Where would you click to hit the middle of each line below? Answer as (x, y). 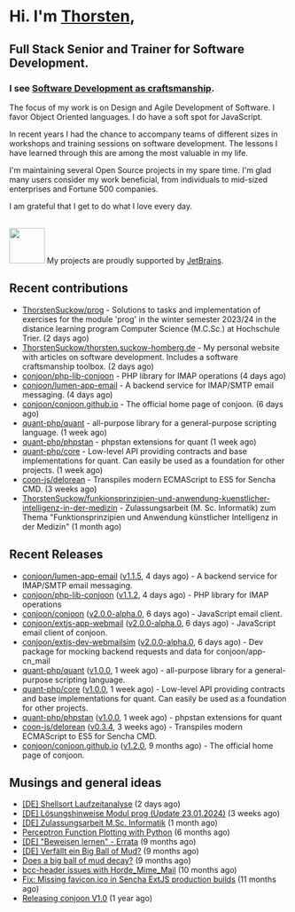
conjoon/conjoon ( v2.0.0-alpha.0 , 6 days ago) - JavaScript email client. (152, 613)
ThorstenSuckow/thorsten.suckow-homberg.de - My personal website (151, 347)
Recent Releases (56, 555)
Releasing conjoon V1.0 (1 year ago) (87, 899)
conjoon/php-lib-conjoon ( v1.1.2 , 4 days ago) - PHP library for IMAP (145, 594)
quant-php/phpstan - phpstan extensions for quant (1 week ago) (139, 442)
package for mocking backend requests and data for (118, 651)
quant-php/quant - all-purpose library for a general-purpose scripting (149, 422)
